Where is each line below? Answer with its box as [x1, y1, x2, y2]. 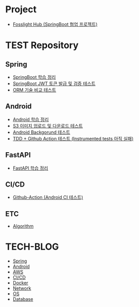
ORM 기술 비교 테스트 [12, 87, 56, 93]
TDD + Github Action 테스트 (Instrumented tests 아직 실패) [12, 135, 134, 141]
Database [12, 296, 33, 302]
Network [12, 285, 32, 292]
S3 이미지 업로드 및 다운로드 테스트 [12, 122, 83, 129]
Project [5, 4, 37, 15]
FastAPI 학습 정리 [12, 165, 49, 171]
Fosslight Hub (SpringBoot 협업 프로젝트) [12, 21, 98, 27]
